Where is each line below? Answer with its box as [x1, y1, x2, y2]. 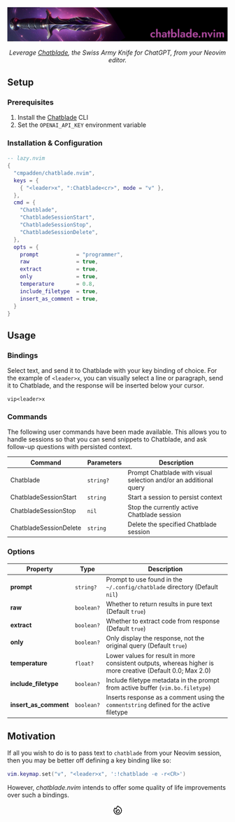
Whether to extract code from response [106, 617, 220, 626]
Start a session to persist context [127, 493, 222, 502]
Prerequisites [7, 97, 54, 107]
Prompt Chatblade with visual [127, 469, 213, 477]
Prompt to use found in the [106, 575, 183, 584]
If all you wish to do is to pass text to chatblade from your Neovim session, [7, 749, 222, 758]
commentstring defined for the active [106, 701, 211, 709]
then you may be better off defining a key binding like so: [7, 756, 171, 765]
